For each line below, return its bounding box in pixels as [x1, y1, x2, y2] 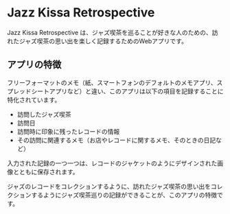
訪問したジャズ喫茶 [16, 110, 72, 118]
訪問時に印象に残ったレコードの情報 [16, 127, 120, 135]
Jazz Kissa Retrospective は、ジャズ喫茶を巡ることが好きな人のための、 [7, 28, 212, 36]
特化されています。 [7, 95, 61, 104]
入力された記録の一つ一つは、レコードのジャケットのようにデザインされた [7, 159, 218, 167]
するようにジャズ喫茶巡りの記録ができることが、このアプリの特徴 [30, 191, 218, 199]
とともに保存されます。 [12, 167, 79, 176]
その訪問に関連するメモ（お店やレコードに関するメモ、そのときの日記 [16, 136, 216, 144]
